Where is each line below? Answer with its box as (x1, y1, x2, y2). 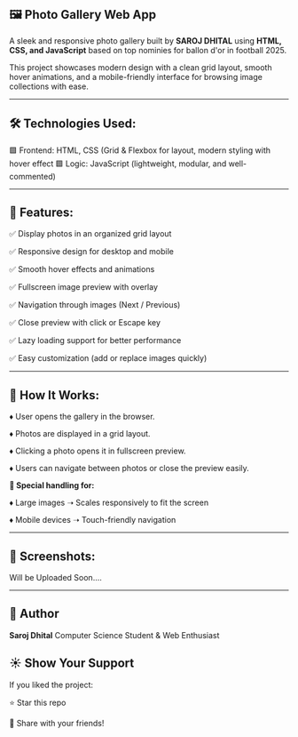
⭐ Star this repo (9, 697, 67, 708)
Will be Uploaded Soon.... (9, 573, 102, 583)
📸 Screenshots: (9, 549, 96, 564)
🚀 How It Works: (9, 388, 100, 403)
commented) (9, 171, 56, 181)
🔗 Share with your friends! (9, 717, 105, 728)
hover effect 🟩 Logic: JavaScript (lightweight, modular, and (9, 158, 227, 169)
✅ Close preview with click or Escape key (9, 317, 161, 328)
